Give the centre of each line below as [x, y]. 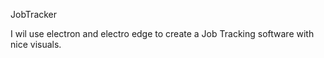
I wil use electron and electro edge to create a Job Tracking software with [162, 33]
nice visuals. [36, 44]
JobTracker [34, 14]
